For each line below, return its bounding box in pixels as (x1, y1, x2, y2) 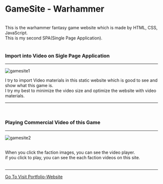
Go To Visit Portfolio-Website (5, 174, 63, 180)
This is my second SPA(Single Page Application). (5, 35, 103, 41)
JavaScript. (5, 30, 28, 36)
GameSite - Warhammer (5, 3, 104, 15)
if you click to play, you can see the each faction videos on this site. (5, 154, 140, 160)
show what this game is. (5, 83, 53, 89)
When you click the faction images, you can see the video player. (5, 149, 135, 155)
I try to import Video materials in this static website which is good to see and (5, 77, 158, 83)
